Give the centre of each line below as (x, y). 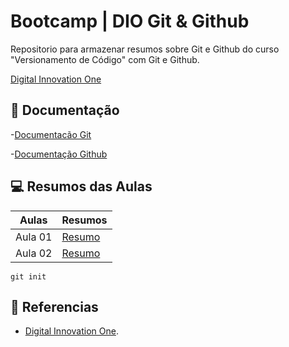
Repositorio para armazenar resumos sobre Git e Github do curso (145, 49)
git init (28, 276)
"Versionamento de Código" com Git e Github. (105, 59)
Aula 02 (34, 253)
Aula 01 (34, 237)
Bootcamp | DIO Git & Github (130, 21)
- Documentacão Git (51, 134)
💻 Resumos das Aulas (81, 186)
